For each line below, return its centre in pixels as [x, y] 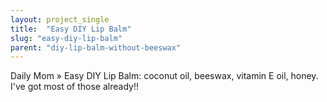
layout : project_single [60, 19]
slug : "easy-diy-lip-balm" [66, 38]
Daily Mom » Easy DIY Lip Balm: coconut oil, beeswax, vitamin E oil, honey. [164, 76]
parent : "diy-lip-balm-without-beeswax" [96, 47]
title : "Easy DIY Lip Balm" [71, 29]
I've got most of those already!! [74, 87]
